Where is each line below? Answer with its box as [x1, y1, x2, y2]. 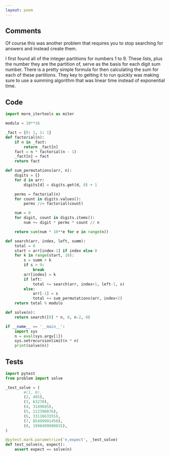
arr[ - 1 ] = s [32, 291, 58, 296]
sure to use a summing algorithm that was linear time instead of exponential [5, 78, 165, 84]
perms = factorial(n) [14, 191, 60, 197]
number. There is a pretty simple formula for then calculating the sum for [5, 66, 159, 72]
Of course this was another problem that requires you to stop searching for [5, 40, 163, 46]
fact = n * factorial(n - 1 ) [14, 149, 77, 154]
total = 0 [14, 243, 36, 248]
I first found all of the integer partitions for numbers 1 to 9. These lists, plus [5, 56, 163, 62]
